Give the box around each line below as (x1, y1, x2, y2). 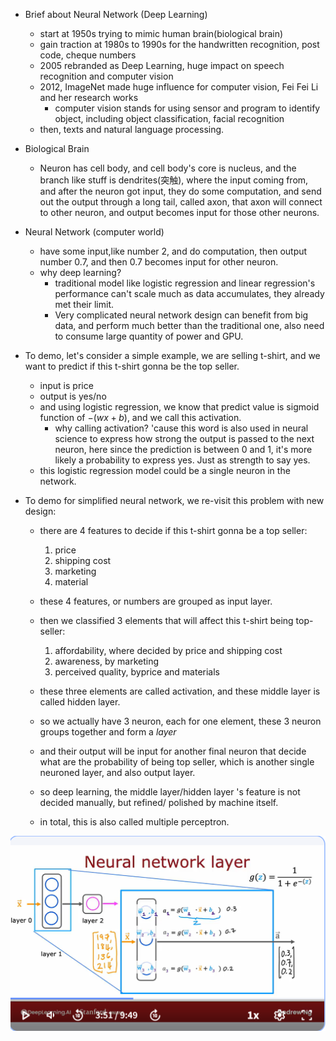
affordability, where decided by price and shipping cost (54, 645, 283, 656)
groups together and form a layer (39, 726, 177, 738)
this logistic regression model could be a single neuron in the (39, 465, 291, 476)
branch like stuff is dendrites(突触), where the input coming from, (39, 174, 309, 186)
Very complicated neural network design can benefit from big (54, 309, 309, 321)
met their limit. (54, 299, 115, 310)
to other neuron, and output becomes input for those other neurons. (39, 207, 320, 218)
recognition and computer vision (39, 70, 174, 82)
